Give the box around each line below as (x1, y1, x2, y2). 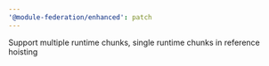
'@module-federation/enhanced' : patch (8, 12, 152, 22)
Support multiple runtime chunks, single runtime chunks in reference (8, 37, 260, 48)
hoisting (8, 46, 38, 57)
